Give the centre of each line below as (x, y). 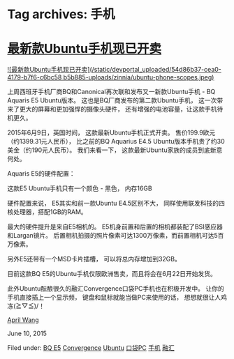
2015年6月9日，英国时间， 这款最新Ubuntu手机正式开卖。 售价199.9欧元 (111, 132)
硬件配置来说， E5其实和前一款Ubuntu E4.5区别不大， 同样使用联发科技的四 (116, 204)
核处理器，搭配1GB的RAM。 (47, 212)
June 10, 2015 (27, 334)
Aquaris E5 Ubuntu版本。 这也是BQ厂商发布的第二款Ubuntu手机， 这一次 (112, 100)
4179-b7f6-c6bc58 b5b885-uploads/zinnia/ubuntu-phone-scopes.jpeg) (111, 77)
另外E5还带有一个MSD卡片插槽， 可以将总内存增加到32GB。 (94, 259)
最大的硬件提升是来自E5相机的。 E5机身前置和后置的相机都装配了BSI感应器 (115, 227)
